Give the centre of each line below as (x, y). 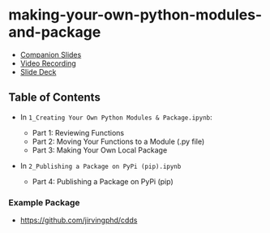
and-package (55, 32)
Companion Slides (51, 54)
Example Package (44, 202)
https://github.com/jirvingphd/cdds (79, 220)
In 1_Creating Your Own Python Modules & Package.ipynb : (116, 117)
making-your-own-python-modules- (135, 15)
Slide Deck (38, 71)
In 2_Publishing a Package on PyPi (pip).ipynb (101, 166)
